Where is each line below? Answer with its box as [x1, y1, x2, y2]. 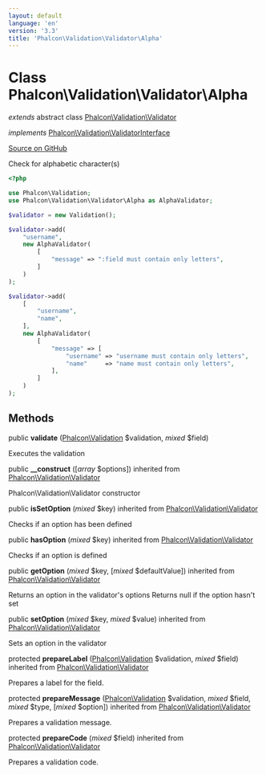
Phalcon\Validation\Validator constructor [8, 487, 141, 498]
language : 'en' [8, 19, 59, 27]
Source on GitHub [8, 144, 68, 153]
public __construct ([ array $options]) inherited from [8, 463, 180, 474]
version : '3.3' [8, 27, 59, 35]
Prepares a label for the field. [8, 678, 104, 687]
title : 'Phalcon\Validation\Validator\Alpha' [8, 34, 163, 43]
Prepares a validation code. [8, 757, 99, 767]
